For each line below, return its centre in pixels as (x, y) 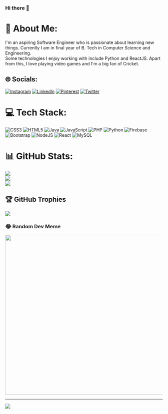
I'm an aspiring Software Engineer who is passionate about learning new (80, 42)
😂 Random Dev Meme (33, 227)
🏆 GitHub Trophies (36, 199)
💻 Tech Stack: (36, 112)
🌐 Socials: (21, 79)
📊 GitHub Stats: (39, 156)
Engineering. (18, 53)
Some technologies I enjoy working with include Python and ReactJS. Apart (83, 58)
